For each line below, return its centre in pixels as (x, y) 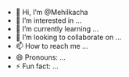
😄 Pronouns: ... (41, 57)
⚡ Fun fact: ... (37, 66)
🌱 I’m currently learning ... (57, 29)
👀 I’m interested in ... (48, 20)
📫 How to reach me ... (52, 46)
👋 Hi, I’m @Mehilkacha (52, 12)
